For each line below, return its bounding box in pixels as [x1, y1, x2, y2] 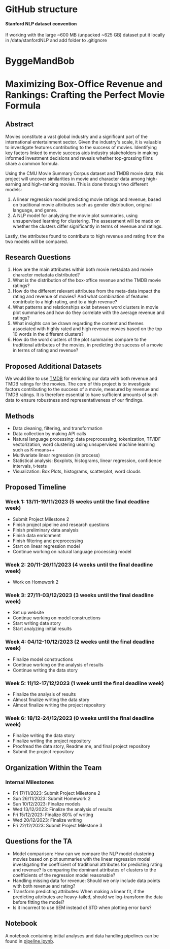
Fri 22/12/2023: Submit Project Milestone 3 [12, 822, 103, 828]
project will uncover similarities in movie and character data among [5, 175, 146, 182]
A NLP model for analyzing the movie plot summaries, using [12, 212, 138, 219]
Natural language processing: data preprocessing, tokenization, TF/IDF [12, 436, 161, 442]
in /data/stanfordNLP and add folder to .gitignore [5, 37, 108, 44]
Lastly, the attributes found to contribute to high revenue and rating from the [5, 233, 165, 239]
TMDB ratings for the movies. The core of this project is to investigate [5, 381, 151, 387]
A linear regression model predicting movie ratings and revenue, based [12, 196, 161, 202]
